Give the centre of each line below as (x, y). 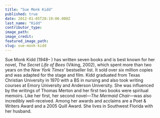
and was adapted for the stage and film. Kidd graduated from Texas (73, 75)
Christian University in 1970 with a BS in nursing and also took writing (74, 80)
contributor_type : (24, 28)
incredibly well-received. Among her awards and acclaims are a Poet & (76, 101)
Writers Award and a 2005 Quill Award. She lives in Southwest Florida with (79, 106)
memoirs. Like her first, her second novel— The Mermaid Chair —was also (78, 96)
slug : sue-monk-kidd (26, 46)
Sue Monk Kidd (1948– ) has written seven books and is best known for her (80, 59)
